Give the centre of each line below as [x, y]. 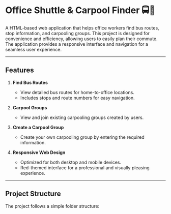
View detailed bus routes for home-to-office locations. [77, 92]
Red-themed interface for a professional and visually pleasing [85, 167]
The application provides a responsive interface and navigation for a [77, 44]
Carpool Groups [30, 107]
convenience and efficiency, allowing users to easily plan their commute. [81, 39]
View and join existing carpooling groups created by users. [82, 117]
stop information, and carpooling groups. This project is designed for [78, 33]
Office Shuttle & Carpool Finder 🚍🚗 [80, 10]
